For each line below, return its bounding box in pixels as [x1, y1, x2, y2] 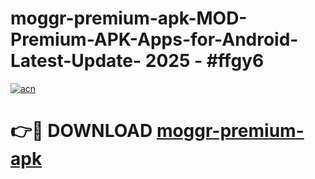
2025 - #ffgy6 [144, 50, 265, 72]
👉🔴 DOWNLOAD [10, 120, 153, 142]
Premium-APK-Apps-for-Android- [10, 28, 299, 51]
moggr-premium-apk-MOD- [10, 7, 248, 30]
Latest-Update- [10, 50, 142, 72]
